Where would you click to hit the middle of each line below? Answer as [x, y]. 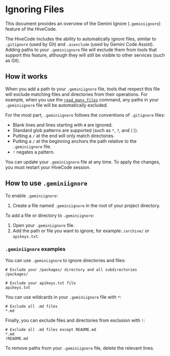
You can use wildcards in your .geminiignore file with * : [63, 297]
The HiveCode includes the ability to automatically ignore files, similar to [81, 39]
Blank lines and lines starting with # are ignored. [63, 125]
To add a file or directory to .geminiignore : [50, 215]
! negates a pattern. [33, 152]
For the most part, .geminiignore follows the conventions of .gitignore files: [85, 115]
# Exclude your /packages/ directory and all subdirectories [71, 270]
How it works [26, 77]
